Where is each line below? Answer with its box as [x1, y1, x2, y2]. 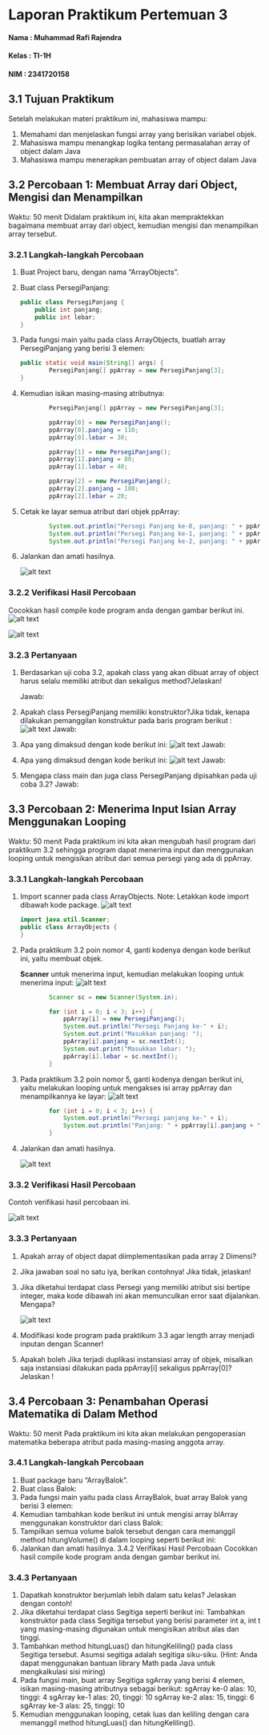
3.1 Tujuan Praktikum [8, 92, 114, 106]
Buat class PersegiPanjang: [19, 282, 110, 292]
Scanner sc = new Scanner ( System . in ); [49, 993, 179, 1001]
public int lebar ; [34, 313, 96, 322]
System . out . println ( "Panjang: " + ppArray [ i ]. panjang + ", [62, 1122, 264, 1130]
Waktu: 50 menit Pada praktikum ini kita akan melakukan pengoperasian [8, 1429, 247, 1438]
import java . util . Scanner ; [19, 916, 110, 924]
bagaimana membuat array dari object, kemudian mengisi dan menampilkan [8, 220, 259, 230]
